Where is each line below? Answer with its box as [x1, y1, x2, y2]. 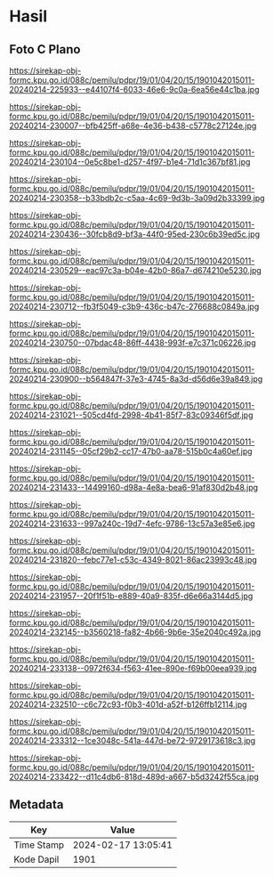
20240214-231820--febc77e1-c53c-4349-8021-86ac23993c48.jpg [9, 555, 258, 564]
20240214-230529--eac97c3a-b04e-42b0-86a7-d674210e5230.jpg [9, 265, 262, 275]
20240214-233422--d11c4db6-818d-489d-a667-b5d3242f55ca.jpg [9, 772, 260, 782]
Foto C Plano [9, 42, 81, 57]
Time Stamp [13, 839, 65, 851]
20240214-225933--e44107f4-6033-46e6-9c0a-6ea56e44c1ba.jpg [9, 85, 260, 94]
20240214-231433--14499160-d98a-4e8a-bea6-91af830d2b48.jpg [9, 483, 259, 492]
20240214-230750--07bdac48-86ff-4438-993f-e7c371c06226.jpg [9, 337, 256, 348]
